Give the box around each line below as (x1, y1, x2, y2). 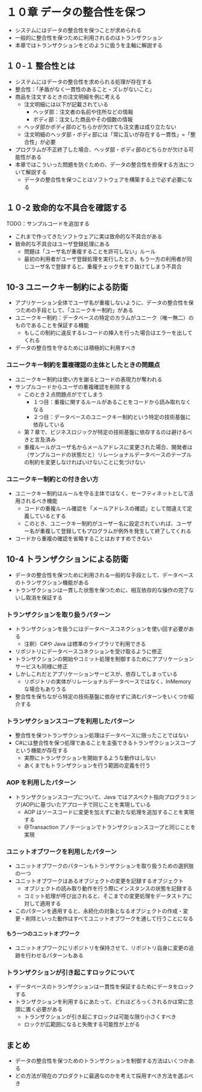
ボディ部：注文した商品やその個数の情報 (32, 116, 133, 123)
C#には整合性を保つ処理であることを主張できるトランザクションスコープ (14, 739, 196, 746)
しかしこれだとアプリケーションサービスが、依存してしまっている (14, 671, 178, 678)
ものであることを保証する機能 (14, 321, 89, 329)
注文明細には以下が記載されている (23, 101, 109, 108)
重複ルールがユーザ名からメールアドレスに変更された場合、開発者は (23, 443, 193, 450)
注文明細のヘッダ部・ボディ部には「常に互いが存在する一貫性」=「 (23, 131, 191, 138)
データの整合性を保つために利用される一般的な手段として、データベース (14, 571, 194, 579)
